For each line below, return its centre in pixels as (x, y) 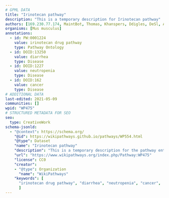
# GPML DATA (18, 10)
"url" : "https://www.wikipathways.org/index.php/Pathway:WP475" (83, 155)
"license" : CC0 (30, 160)
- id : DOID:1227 (27, 66)
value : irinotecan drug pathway (48, 43)
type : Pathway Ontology (39, 47)
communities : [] (22, 104)
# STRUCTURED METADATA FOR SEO (38, 113)
